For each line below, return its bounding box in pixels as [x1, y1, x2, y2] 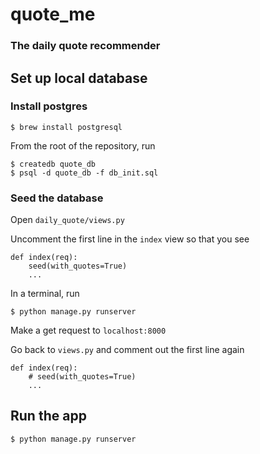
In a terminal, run [10, 288, 80, 300]
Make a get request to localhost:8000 [10, 324, 167, 337]
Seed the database [10, 191, 104, 205]
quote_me [10, 3, 96, 26]
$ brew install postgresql [10, 122, 123, 132]
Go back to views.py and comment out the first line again [10, 344, 245, 356]
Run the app [10, 408, 87, 425]
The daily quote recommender [10, 39, 161, 53]
